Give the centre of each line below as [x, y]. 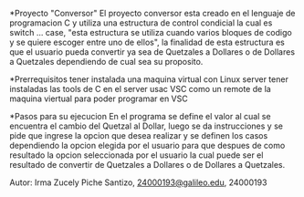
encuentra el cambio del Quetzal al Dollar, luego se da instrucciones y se [146, 126]
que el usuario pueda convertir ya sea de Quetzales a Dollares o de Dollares [152, 52]
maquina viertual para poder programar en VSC [99, 98]
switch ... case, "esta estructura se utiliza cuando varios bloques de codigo [151, 32]
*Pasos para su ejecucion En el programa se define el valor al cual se [140, 116]
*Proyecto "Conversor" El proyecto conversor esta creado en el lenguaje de [152, 13]
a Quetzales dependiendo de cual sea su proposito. [106, 62]
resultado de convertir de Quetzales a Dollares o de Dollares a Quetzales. [147, 165]
